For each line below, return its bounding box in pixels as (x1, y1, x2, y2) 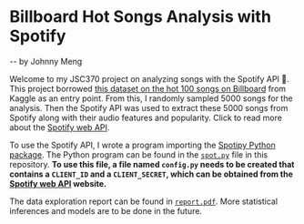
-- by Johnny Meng (9, 56, 83, 66)
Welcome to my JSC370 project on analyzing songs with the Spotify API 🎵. (9, 73, 289, 84)
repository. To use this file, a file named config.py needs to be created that (9, 158, 295, 169)
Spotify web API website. (9, 178, 107, 188)
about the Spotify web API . (9, 121, 110, 133)
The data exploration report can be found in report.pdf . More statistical (9, 196, 279, 207)
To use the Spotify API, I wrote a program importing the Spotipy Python (9, 139, 276, 150)
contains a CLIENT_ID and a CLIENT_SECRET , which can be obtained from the (9, 168, 294, 179)
